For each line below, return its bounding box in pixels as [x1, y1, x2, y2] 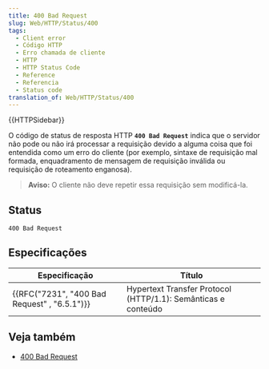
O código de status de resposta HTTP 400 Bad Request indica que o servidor [8, 131, 260, 141]
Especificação [37, 269, 94, 280]
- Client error [15, 34, 66, 42]
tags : [8, 26, 26, 34]
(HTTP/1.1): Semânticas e [126, 293, 226, 304]
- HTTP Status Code [15, 64, 81, 72]
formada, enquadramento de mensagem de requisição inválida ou [8, 157, 226, 166]
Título [179, 269, 203, 280]
